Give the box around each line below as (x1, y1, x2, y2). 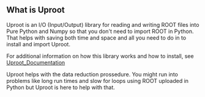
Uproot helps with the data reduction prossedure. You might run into (6, 70, 179, 78)
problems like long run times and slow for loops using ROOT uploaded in (6, 77, 188, 84)
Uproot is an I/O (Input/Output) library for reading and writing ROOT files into (6, 21, 199, 28)
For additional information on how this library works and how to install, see (6, 52, 194, 60)
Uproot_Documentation (6, 59, 65, 66)
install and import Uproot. (6, 40, 70, 48)
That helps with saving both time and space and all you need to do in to (6, 34, 187, 41)
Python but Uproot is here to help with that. (6, 84, 115, 91)
